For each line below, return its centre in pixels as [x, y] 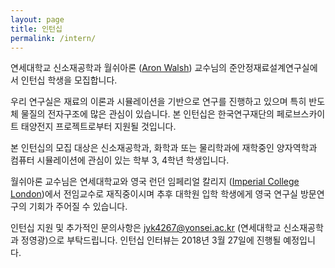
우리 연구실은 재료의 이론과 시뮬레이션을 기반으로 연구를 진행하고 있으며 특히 [158, 102]
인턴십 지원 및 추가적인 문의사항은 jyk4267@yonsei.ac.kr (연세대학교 [146, 228]
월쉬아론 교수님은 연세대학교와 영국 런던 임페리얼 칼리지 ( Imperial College [155, 182]
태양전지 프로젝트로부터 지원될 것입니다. [98, 127]
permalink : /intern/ [53, 38]
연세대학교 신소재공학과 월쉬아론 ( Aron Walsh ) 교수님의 [119, 68]
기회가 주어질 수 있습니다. [78, 207]
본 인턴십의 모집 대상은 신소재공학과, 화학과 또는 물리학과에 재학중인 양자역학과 [164, 148]
